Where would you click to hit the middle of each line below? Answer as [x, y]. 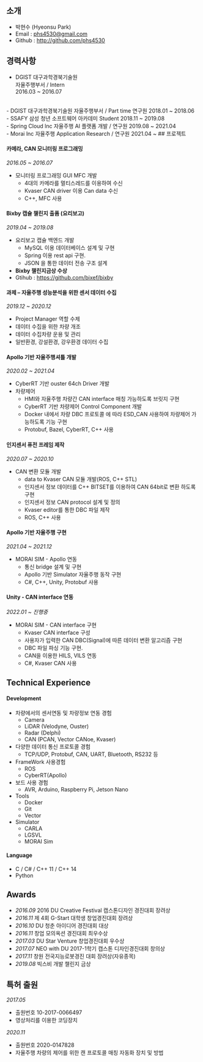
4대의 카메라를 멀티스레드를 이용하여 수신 [74, 183]
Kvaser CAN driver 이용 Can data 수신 [71, 190]
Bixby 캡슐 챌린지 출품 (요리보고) [45, 214]
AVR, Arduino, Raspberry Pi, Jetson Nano [76, 789]
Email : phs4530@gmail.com [51, 34]
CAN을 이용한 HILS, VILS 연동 [61, 656]
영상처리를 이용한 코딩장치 [46, 1020]
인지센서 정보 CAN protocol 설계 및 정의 [72, 502]
